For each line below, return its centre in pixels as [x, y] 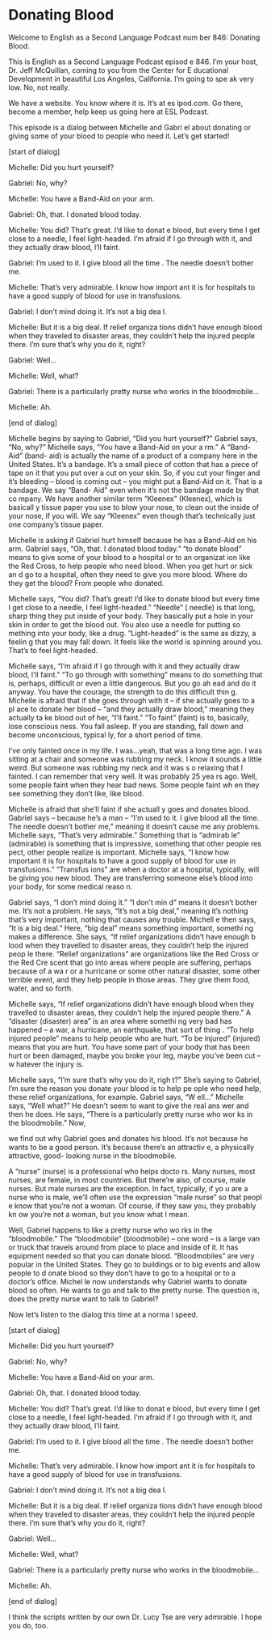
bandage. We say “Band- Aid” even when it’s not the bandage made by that [134, 490]
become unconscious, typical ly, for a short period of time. [106, 735]
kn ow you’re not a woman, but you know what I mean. [99, 1214]
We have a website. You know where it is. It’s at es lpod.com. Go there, [126, 103]
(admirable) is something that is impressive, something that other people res [135, 843]
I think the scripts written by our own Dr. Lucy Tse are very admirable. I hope [135, 1617]
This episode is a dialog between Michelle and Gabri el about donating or [130, 127]
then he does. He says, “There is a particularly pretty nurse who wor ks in [131, 1114]
